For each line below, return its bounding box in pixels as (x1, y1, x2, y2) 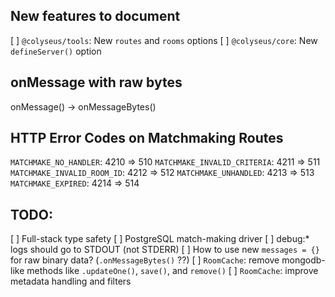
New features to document (10, 8, 181, 25)
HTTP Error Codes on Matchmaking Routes (10, 130, 284, 147)
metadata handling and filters (10, 275, 132, 288)
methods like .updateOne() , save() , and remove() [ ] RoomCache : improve (26, 265, 319, 277)
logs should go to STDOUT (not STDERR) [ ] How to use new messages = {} (10, 244, 320, 256)
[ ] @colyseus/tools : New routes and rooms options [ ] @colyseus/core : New (10, 34, 318, 46)
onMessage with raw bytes (10, 74, 183, 91)
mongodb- (281, 254, 326, 266)
